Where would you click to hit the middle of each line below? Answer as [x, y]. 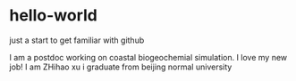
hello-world [54, 16]
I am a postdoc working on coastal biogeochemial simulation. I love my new [148, 57]
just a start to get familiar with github [77, 40]
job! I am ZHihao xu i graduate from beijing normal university [121, 67]
